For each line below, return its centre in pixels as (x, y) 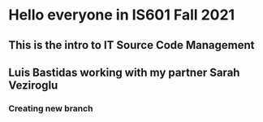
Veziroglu (33, 85)
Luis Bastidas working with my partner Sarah (124, 72)
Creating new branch (51, 108)
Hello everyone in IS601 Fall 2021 (122, 15)
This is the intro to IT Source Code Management (131, 45)
